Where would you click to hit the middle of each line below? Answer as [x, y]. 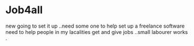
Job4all [24, 10]
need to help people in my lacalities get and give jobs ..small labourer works [97, 32]
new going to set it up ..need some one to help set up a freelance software [95, 26]
